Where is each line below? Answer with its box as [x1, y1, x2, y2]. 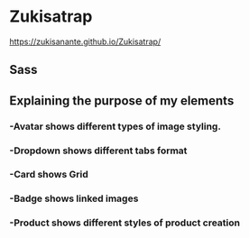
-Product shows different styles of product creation [9, 216, 241, 229]
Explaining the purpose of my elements [9, 93, 235, 108]
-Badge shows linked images [9, 192, 139, 205]
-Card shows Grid [9, 169, 88, 181]
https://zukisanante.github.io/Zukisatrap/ [9, 36, 161, 47]
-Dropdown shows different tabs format [9, 144, 188, 157]
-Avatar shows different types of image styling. [9, 120, 221, 133]
